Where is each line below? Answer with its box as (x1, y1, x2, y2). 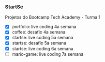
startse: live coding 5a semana (12, 35, 74, 41)
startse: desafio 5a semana (12, 40, 66, 46)
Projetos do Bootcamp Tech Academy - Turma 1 (5, 15, 101, 20)
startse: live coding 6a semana (12, 46, 74, 51)
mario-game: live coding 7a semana (12, 51, 84, 57)
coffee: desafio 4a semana (12, 29, 66, 35)
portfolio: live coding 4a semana (12, 24, 76, 30)
